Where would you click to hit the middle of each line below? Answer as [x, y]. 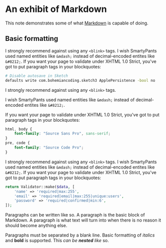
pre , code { [17, 143]
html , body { [19, 129]
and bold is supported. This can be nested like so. [57, 241]
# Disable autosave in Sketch [37, 76]
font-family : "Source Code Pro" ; [49, 148]
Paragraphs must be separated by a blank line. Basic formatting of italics [80, 235]
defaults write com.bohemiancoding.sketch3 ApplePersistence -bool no [80, 80]
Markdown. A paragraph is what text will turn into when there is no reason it [83, 220]
